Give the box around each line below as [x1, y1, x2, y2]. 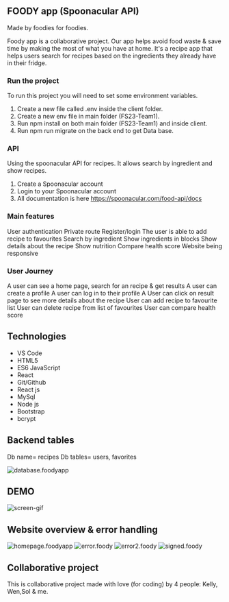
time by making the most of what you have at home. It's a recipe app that [7, 44, 213, 52]
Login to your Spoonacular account [16, 187, 117, 195]
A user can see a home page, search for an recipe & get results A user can [7, 282, 217, 290]
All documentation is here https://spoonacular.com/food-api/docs [16, 195, 202, 203]
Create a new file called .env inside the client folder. [16, 105, 163, 113]
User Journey [7, 266, 53, 276]
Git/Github [16, 378, 46, 386]
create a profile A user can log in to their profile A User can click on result [7, 289, 214, 297]
